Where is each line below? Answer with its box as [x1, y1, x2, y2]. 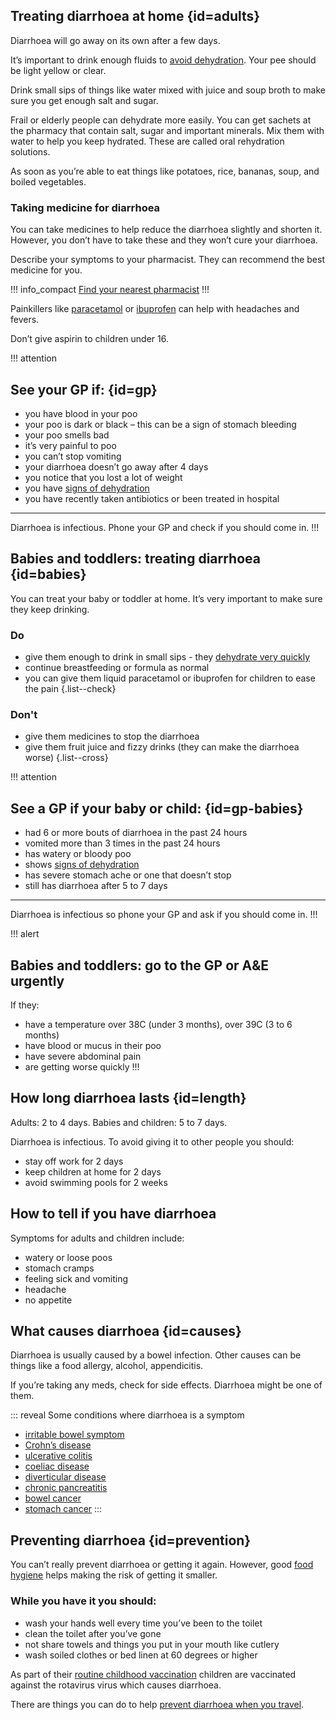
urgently [10, 972, 65, 989]
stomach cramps [24, 1262, 95, 1274]
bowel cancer [24, 1492, 82, 1504]
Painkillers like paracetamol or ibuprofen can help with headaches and [10, 303, 300, 315]
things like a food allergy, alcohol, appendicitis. [10, 1360, 204, 1372]
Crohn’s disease [24, 1439, 92, 1451]
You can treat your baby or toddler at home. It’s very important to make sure [10, 592, 323, 604]
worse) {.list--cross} [24, 752, 109, 764]
